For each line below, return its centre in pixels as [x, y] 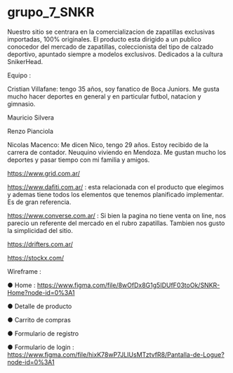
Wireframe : [25, 271]
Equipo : [19, 75]
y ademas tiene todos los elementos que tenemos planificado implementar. [116, 194]
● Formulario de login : [41, 347]
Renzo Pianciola [31, 131]
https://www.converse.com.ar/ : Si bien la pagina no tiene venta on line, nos [117, 215]
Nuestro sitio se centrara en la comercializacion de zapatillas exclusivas [111, 32]
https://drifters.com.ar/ [40, 244]
